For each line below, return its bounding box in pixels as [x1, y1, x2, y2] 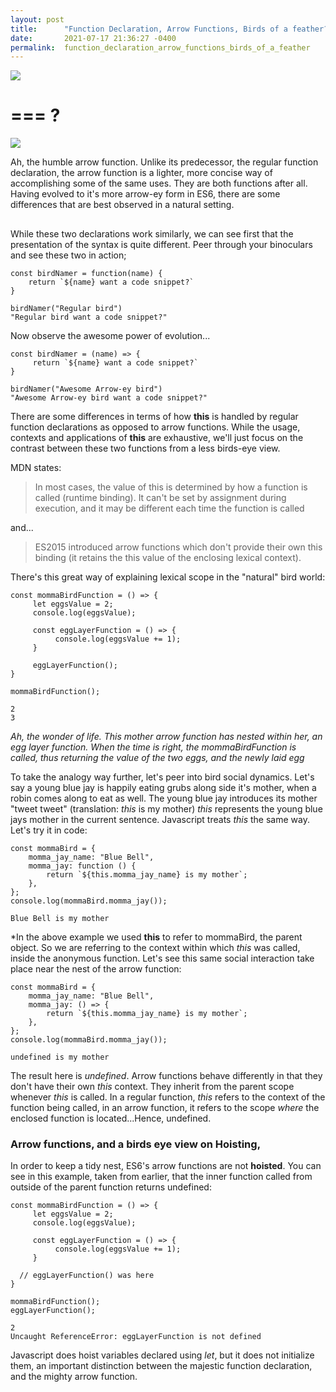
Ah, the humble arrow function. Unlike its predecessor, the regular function [10, 156, 319, 168]
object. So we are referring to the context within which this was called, [10, 941, 301, 953]
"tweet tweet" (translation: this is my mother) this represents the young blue [10, 802, 323, 815]
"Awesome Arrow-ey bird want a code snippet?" [10, 392, 208, 403]
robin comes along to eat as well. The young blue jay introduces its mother [10, 792, 318, 804]
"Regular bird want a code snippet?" [10, 312, 168, 322]
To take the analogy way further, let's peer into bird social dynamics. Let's [10, 771, 315, 783]
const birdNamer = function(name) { [10, 268, 163, 278]
